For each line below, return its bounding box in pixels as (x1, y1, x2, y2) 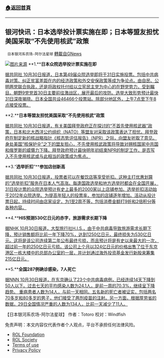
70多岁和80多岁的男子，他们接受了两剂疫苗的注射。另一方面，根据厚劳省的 (5, 295, 157, 301)
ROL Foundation (12, 332, 45, 337)
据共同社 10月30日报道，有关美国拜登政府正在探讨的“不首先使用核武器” (5, 123, 148, 129)
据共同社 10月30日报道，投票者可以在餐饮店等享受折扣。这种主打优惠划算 (5, 174, 153, 180)
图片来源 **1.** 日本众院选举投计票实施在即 (10, 61, 97, 67)
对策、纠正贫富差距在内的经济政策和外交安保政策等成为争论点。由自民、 (9, 78, 155, 84)
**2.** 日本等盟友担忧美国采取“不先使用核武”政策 (5, 112, 105, 118)
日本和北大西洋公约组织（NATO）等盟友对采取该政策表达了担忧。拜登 (13, 129, 154, 135)
